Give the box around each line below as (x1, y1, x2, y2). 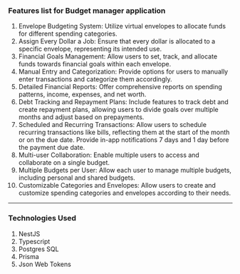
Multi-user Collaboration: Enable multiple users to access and (18, 151, 200, 159)
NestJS (18, 229, 41, 238)
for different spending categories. (18, 29, 118, 38)
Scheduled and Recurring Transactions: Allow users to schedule (18, 121, 207, 129)
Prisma (18, 252, 40, 260)
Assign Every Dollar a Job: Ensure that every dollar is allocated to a (18, 37, 216, 46)
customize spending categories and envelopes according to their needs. (18, 188, 231, 198)
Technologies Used (8, 213, 77, 223)
